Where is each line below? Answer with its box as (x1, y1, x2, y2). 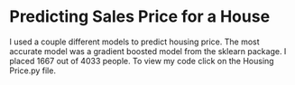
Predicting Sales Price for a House (9, 6, 271, 27)
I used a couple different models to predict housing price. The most (9, 36, 260, 47)
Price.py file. (9, 65, 57, 76)
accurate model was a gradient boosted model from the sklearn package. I (9, 45, 287, 56)
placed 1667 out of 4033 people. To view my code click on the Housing (9, 55, 274, 66)
